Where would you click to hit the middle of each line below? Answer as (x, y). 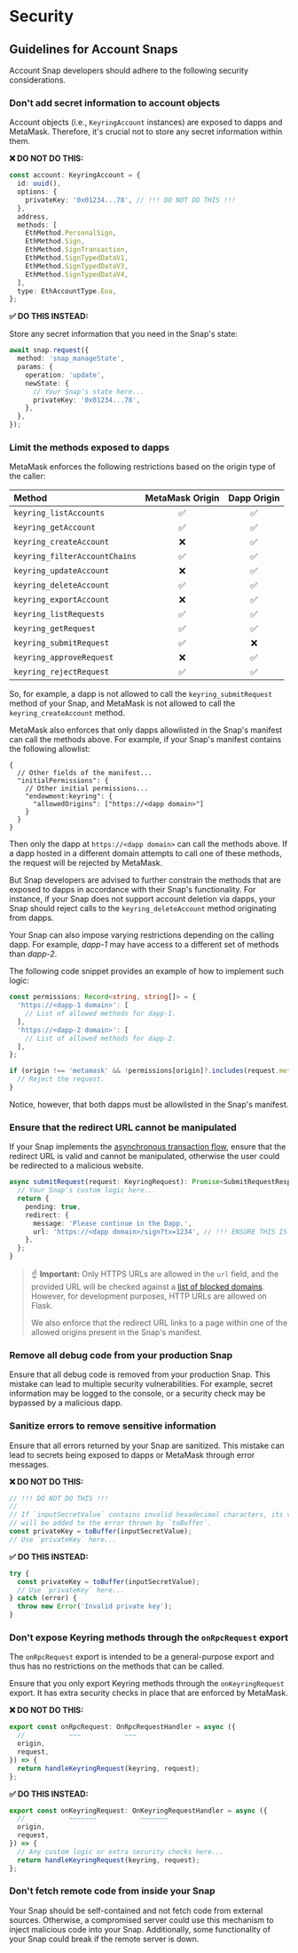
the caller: (27, 476)
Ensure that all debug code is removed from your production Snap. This (140, 1374)
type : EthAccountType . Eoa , (67, 291)
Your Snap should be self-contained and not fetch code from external (136, 1910)
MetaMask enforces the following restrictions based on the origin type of (143, 467)
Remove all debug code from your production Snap (121, 1355)
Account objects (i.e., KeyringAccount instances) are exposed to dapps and (146, 123)
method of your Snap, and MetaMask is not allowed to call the (122, 703)
